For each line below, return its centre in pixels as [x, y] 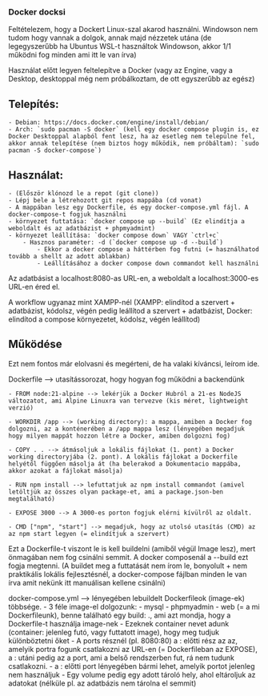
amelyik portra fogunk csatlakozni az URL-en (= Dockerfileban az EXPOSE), [133, 649]
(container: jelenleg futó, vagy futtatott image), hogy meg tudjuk [114, 632]
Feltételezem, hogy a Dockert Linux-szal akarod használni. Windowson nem [133, 30]
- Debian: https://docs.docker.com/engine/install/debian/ [109, 122]
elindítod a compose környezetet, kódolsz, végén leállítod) [104, 319]
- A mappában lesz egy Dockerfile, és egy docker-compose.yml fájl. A [128, 207]
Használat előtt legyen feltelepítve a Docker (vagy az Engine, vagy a [121, 70]
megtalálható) [32, 498]
